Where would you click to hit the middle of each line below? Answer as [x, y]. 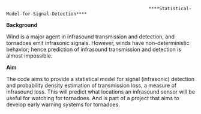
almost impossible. [29, 56]
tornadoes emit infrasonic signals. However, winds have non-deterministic [98, 43]
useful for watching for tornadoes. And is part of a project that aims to [93, 98]
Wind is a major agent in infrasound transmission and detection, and [91, 37]
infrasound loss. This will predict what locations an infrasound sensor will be [101, 92]
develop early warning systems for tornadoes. [63, 104]
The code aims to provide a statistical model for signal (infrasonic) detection [100, 79]
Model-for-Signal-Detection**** [46, 14]
